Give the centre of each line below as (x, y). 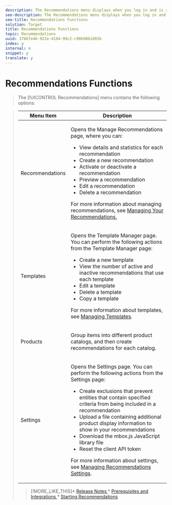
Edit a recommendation (107, 186)
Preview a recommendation (112, 179)
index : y (15, 44)
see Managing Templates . (102, 317)
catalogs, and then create (101, 341)
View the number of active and (116, 266)
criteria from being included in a (117, 404)
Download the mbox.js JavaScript (120, 436)
